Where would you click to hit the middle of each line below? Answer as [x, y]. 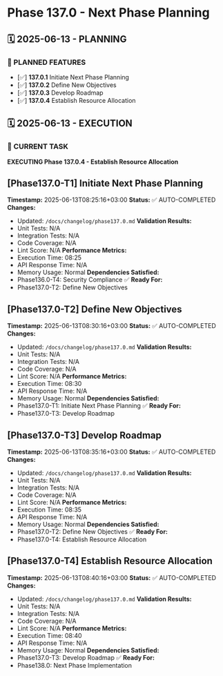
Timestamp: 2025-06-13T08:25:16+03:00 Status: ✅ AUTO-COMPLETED [111, 200]
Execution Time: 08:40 [49, 635]
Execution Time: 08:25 [49, 258]
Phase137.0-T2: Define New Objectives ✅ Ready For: [92, 532]
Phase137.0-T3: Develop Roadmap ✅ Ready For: [86, 657]
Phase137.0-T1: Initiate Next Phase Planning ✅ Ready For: [99, 406]
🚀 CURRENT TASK [38, 146]
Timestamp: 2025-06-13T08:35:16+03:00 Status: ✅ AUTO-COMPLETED [111, 452]
